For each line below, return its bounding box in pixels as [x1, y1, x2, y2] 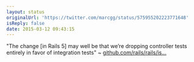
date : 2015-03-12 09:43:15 [6, 26, 75, 32]
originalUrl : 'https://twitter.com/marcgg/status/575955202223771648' [6, 15, 189, 21]
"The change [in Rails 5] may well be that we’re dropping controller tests [6, 43, 187, 50]
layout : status [6, 9, 45, 15]
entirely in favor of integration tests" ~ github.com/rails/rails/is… [6, 49, 167, 57]
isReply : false [6, 20, 45, 26]
